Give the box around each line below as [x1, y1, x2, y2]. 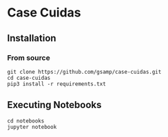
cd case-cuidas [7, 74, 51, 81]
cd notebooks [7, 117, 45, 125]
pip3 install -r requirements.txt [7, 81, 107, 87]
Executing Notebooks [7, 99, 102, 111]
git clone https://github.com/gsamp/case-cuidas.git [7, 68, 162, 75]
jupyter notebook [7, 123, 57, 130]
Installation [7, 32, 56, 44]
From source [7, 53, 50, 63]
